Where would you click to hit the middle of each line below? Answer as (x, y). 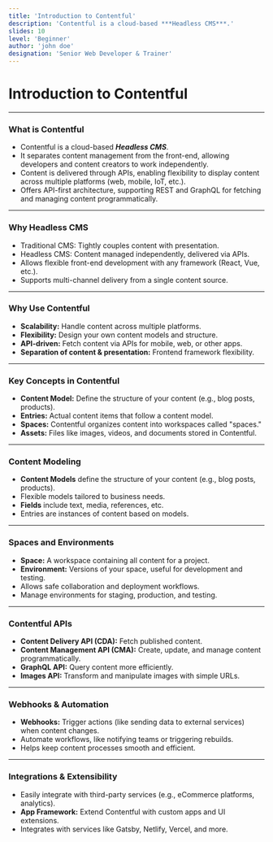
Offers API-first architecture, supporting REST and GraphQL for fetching (141, 190)
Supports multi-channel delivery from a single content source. (124, 280)
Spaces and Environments (61, 543)
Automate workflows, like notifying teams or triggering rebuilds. (127, 740)
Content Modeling (45, 462)
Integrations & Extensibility (63, 777)
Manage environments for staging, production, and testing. (119, 595)
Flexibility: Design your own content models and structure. (119, 335)
